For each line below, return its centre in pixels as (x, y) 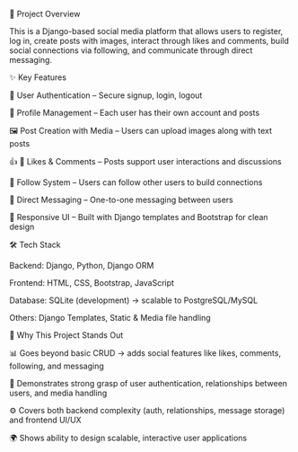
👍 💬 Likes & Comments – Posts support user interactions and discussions (146, 161)
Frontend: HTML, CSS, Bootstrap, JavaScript (92, 283)
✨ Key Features (38, 77)
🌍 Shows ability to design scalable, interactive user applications (128, 438)
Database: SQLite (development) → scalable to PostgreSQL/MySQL (134, 300)
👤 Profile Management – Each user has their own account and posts (135, 113)
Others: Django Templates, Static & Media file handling (110, 318)
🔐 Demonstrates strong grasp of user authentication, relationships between (149, 383)
